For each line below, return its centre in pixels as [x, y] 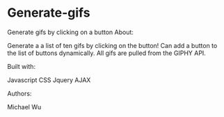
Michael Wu [24, 107]
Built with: [22, 66]
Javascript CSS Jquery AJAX [49, 80]
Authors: [19, 93]
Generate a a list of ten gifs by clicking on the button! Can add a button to [112, 45]
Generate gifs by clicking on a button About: [71, 32]
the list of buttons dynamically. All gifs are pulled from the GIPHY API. [107, 53]
